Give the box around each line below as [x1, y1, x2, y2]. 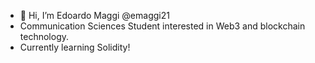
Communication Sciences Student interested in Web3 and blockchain [19, 20, 306, 32]
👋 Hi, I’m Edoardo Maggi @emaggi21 [19, 10, 170, 21]
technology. [19, 31, 70, 42]
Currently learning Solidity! [19, 41, 131, 53]
